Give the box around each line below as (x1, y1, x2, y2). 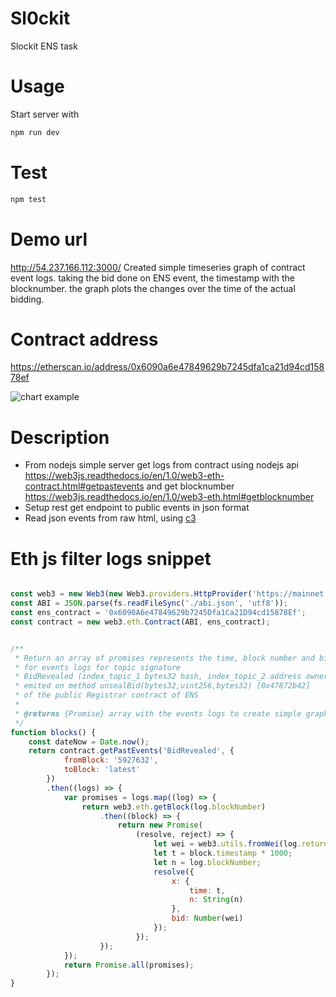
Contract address (10, 328, 159, 351)
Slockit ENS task (10, 40, 78, 52)
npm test (10, 194, 47, 204)
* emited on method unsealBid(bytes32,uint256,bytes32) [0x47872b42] (14, 681, 311, 691)
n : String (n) (189, 895, 244, 905)
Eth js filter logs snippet (10, 547, 212, 570)
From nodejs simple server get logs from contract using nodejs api (24, 459, 299, 471)
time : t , (189, 885, 226, 896)
